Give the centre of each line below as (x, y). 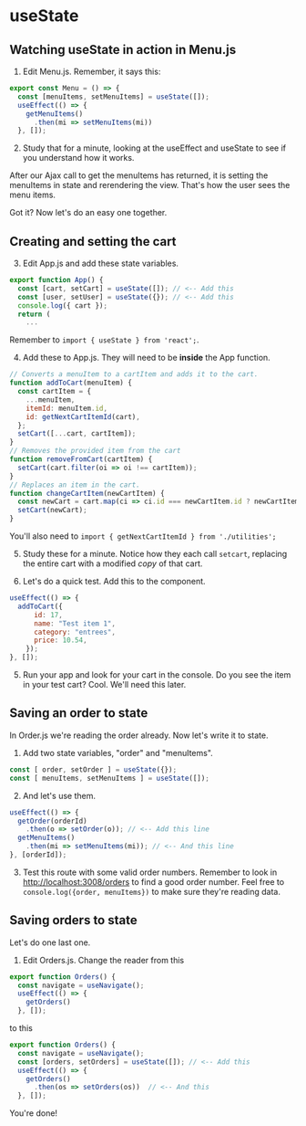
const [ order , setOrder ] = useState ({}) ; (93, 769)
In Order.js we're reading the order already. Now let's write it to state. (139, 735)
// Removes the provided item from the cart (95, 451)
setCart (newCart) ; (53, 510)
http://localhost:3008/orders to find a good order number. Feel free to (153, 881)
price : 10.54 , (61, 640)
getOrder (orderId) (53, 821)
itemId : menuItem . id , (66, 408)
